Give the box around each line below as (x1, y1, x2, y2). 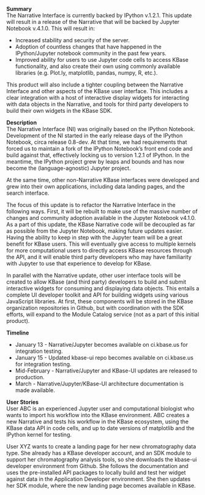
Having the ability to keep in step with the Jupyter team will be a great (6, 234, 182, 241)
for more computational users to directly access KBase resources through (6, 247, 193, 254)
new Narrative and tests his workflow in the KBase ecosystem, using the (6, 418, 188, 425)
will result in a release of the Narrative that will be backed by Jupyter (6, 18, 180, 25)
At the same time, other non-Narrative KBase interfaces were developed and (6, 176, 199, 183)
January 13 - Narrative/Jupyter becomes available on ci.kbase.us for (15, 341, 188, 348)
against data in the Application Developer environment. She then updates (6, 475, 191, 483)
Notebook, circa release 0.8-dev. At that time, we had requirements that (6, 138, 188, 146)
